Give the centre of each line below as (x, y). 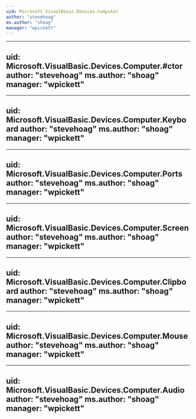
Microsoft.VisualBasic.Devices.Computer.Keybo (96, 120)
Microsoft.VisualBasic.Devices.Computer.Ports (94, 174)
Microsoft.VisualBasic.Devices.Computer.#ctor (94, 66)
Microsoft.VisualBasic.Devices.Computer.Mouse (97, 336)
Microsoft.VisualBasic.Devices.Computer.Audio (95, 390)
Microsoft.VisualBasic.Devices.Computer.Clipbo (96, 282)
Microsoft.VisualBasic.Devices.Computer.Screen (98, 228)
